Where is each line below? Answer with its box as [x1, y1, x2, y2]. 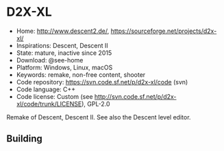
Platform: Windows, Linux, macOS [16, 63, 113, 71]
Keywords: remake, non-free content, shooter [16, 70, 146, 79]
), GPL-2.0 [81, 100, 110, 108]
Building [6, 133, 42, 145]
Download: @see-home [16, 56, 84, 64]
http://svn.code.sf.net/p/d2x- [94, 92, 177, 100]
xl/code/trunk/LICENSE [16, 100, 82, 108]
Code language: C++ [16, 85, 76, 93]
